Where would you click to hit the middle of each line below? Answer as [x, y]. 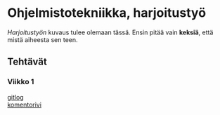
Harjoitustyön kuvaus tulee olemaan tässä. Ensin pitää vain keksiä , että [110, 32]
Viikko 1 [21, 82]
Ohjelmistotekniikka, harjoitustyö [106, 13]
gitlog [15, 97]
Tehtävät [27, 62]
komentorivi [25, 104]
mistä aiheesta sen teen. [43, 39]
